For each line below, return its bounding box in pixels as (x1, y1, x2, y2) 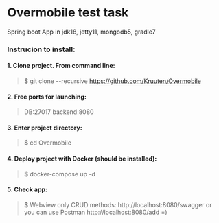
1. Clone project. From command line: (7, 62, 115, 70)
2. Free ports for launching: (7, 93, 87, 101)
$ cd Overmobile (23, 139, 72, 147)
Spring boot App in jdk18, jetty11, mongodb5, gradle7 (7, 27, 156, 36)
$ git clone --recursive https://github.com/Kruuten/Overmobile (23, 77, 201, 85)
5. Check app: (7, 185, 48, 193)
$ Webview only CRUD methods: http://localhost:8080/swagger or (23, 200, 212, 209)
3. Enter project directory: (7, 124, 82, 132)
